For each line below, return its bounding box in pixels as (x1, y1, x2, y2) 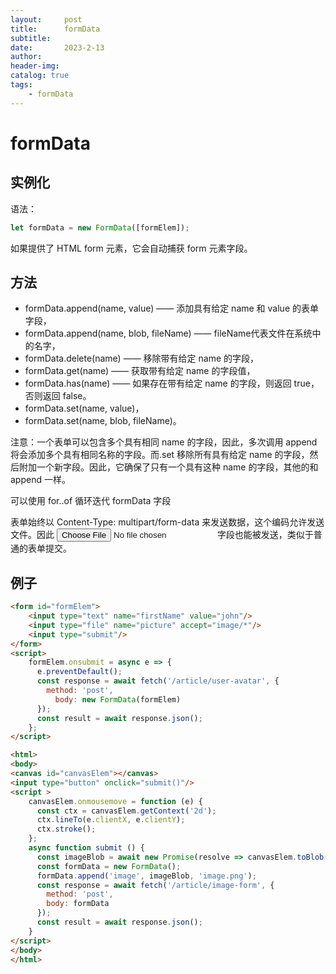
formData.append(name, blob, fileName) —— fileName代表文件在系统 (24, 327, 313, 340)
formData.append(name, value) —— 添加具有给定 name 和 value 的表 (24, 302, 310, 315)
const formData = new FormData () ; (36, 861, 182, 871)
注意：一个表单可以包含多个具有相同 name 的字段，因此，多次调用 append (10, 436, 318, 448)
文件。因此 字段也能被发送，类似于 (10, 529, 314, 541)
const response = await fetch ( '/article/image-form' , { (36, 880, 275, 890)
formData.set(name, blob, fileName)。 (24, 415, 182, 427)
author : (10, 52, 43, 62)
